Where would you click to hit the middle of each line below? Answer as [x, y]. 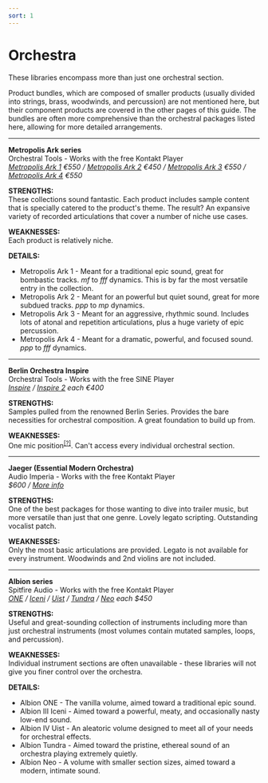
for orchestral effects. [55, 737]
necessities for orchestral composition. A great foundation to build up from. [132, 419]
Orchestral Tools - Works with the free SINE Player [91, 379]
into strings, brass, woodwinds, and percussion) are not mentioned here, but [134, 101]
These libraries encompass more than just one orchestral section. [116, 78]
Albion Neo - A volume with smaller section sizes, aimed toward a [128, 762]
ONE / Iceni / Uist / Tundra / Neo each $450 [81, 598]
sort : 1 [21, 16]
